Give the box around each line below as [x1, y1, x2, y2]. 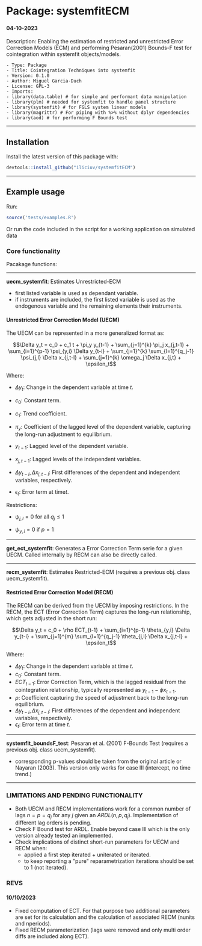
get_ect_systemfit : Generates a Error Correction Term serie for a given [6, 545, 183, 552]
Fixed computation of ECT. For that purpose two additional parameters [14, 907, 191, 915]
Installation [6, 137, 49, 147]
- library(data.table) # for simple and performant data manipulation [6, 94, 187, 100]
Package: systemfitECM [6, 4, 129, 18]
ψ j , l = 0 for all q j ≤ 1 [14, 513, 64, 521]
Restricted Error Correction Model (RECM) [6, 588, 114, 596]
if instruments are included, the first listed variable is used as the [14, 296, 176, 303]
